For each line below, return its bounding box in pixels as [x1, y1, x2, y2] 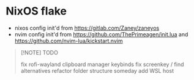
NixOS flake [6, 4, 67, 18]
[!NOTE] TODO [20, 48, 59, 56]
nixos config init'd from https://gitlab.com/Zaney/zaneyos [14, 24, 160, 32]
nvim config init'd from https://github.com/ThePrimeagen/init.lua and [14, 30, 188, 38]
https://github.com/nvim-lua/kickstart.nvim [14, 37, 123, 44]
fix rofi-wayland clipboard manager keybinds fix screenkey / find [20, 61, 184, 68]
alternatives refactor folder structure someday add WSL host [20, 67, 174, 74]
